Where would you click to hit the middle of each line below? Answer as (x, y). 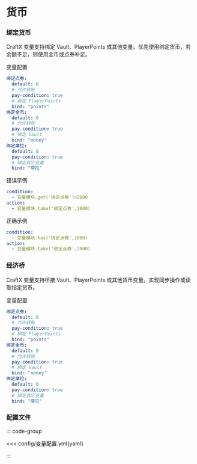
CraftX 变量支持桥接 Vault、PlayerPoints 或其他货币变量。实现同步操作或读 (98, 280)
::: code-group (24, 431)
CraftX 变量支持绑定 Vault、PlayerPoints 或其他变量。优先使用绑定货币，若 (98, 47)
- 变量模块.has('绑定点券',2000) (50, 238)
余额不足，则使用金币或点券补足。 (48, 54)
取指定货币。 (22, 287)
